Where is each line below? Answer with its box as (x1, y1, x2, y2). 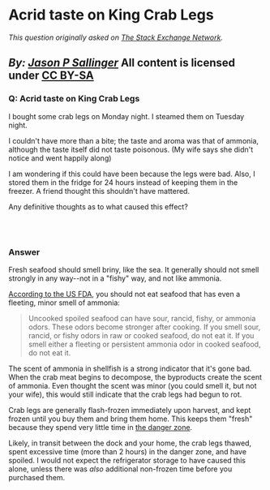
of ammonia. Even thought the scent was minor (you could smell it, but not (8, 380, 257, 390)
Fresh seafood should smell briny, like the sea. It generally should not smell (8, 264, 259, 274)
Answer (8, 246, 41, 257)
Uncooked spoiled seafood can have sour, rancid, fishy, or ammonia (28, 313, 256, 323)
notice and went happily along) (8, 153, 112, 163)
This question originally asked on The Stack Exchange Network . (8, 32, 223, 42)
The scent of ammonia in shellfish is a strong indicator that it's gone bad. (8, 363, 252, 373)
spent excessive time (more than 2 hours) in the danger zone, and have (8, 446, 247, 456)
